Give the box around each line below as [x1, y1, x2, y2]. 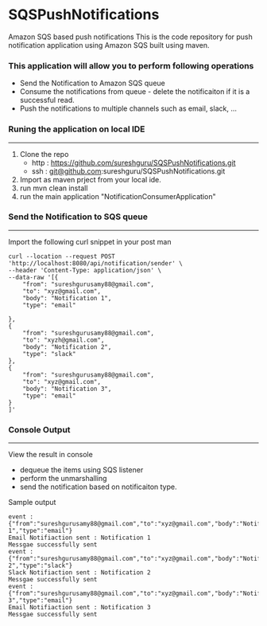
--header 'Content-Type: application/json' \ [8, 266, 161, 274]
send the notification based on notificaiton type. [19, 482, 177, 491]
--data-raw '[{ [8, 273, 59, 281]
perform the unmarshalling [19, 474, 107, 483]
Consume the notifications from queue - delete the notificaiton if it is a [19, 87, 250, 96]
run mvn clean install [19, 183, 88, 193]
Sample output [8, 498, 56, 507]
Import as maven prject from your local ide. [19, 174, 161, 184]
